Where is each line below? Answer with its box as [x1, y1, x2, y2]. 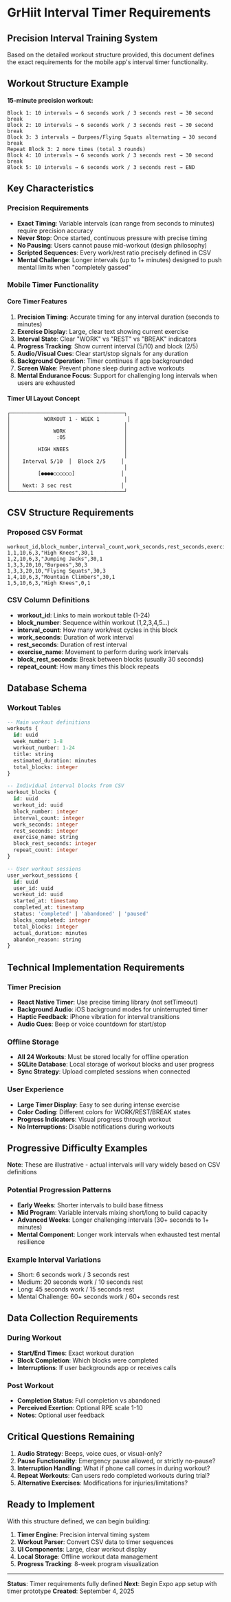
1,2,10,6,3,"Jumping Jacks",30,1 [7, 555, 103, 562]
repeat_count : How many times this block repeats [16, 662, 159, 671]
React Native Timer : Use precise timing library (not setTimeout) [16, 998, 198, 1006]
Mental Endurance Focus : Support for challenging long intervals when [16, 371, 218, 379]
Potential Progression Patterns [7, 1185, 111, 1195]
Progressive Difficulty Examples [7, 1142, 148, 1154]
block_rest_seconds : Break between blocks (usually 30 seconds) [16, 655, 204, 663]
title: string [13, 751, 54, 758]
